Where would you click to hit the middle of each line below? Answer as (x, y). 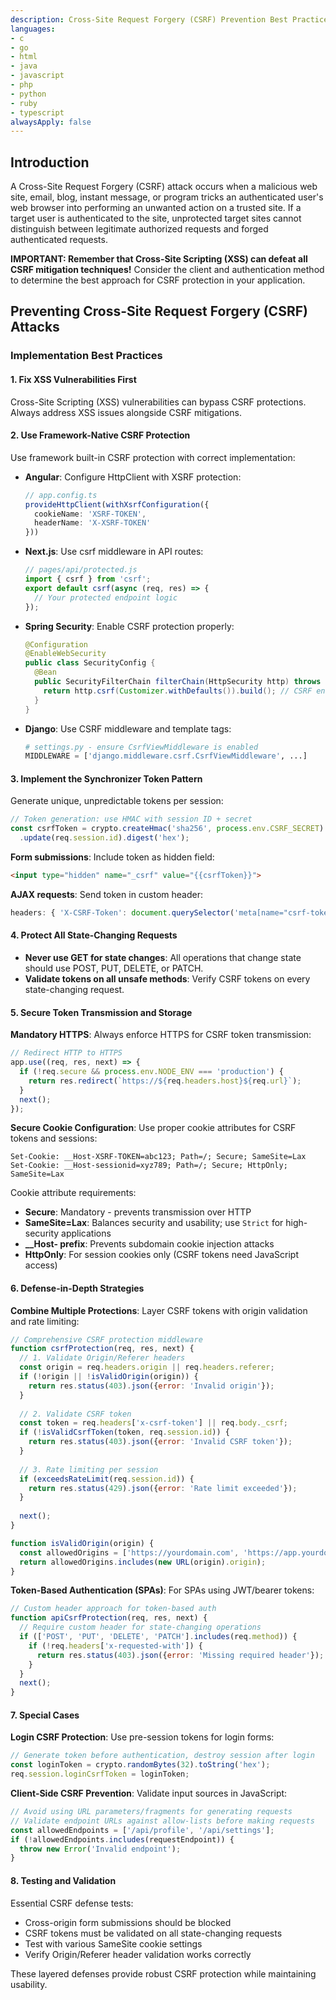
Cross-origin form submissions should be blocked (128, 1922)
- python (28, 94)
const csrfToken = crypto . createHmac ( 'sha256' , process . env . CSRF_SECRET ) (167, 829)
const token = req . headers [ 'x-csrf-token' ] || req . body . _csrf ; (154, 1423)
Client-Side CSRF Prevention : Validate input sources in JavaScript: (149, 1793)
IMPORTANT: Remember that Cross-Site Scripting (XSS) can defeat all (159, 259)
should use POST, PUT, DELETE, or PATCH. (114, 968)
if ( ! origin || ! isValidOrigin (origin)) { (109, 1377)
